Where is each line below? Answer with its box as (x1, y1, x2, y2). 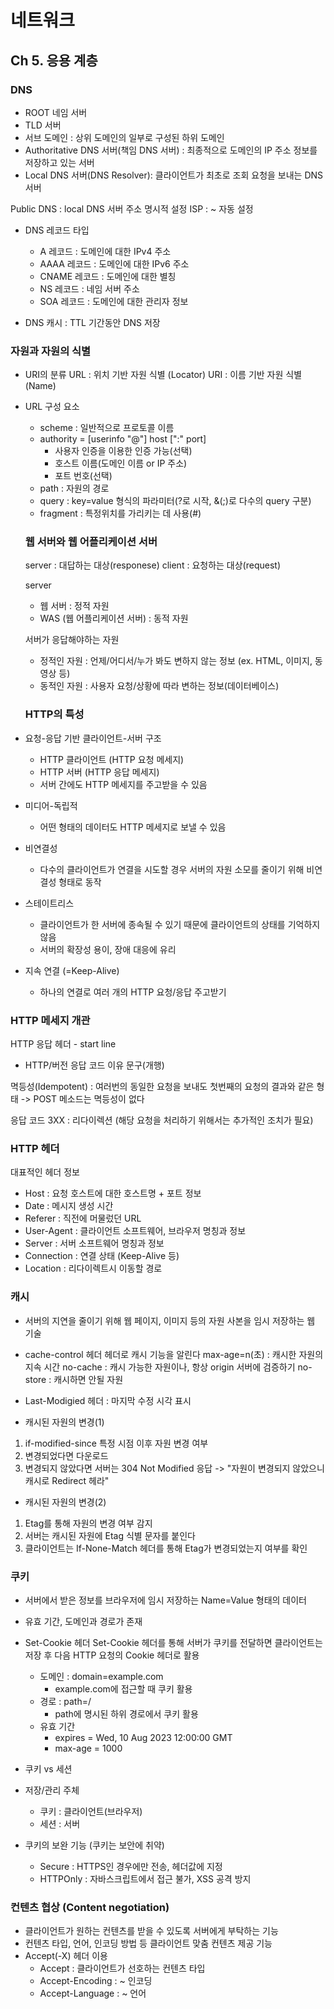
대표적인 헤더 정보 (10, 1166, 80, 1178)
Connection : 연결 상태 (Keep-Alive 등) (24, 1250, 180, 1262)
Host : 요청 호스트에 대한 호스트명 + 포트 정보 (24, 1187, 202, 1200)
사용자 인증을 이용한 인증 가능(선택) (54, 445, 193, 457)
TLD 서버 (24, 119, 62, 131)
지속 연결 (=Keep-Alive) (24, 964, 120, 976)
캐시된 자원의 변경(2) (24, 1496, 107, 1508)
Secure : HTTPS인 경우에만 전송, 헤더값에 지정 (39, 1860, 223, 1872)
